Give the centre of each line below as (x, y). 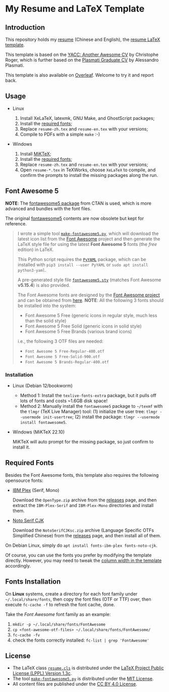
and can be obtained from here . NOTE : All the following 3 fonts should (91, 300)
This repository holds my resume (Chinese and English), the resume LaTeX (83, 39)
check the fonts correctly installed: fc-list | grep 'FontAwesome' (81, 640)
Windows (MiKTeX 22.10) (39, 432)
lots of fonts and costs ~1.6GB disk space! (64, 401)
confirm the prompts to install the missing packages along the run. (89, 175)
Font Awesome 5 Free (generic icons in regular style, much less (91, 315)
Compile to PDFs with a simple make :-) (60, 134)
